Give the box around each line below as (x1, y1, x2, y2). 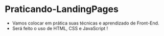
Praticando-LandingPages (5, 3, 119, 15)
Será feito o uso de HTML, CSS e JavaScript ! (12, 25, 108, 31)
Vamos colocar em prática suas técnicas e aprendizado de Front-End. (12, 20, 159, 26)
